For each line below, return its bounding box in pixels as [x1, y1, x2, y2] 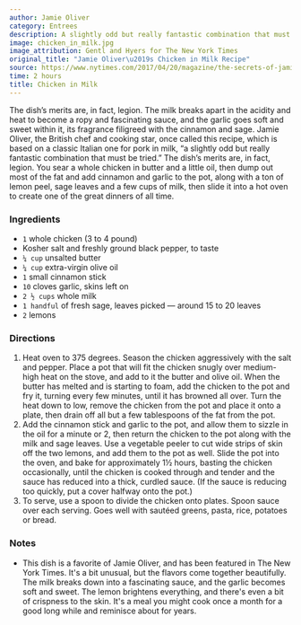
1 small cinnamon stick [21, 271, 107, 282]
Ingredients [9, 213, 61, 225]
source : [9, 64, 39, 73]
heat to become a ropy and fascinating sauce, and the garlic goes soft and [9, 114, 284, 125]
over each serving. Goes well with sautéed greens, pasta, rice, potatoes [21, 505, 288, 516]
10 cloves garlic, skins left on [21, 280, 129, 292]
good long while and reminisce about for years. [21, 605, 197, 616]
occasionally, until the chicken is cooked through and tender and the [21, 467, 275, 478]
